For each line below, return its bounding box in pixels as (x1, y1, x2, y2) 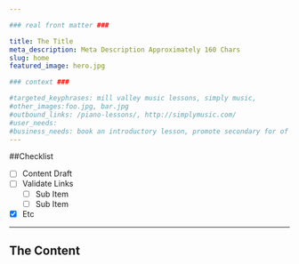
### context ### (9, 77, 69, 87)
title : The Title (9, 36, 74, 45)
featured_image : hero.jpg (9, 61, 105, 71)
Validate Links (21, 179, 74, 189)
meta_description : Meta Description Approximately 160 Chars (9, 45, 241, 54)
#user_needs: (9, 118, 58, 127)
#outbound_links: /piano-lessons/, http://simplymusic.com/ (9, 110, 238, 119)
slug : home (9, 53, 50, 62)
